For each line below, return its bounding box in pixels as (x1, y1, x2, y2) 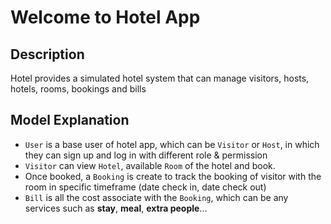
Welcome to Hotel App (10, 6, 201, 29)
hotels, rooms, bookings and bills (10, 83, 147, 95)
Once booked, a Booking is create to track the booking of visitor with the (24, 170, 322, 182)
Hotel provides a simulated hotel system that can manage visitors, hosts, (10, 72, 310, 84)
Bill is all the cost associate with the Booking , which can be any (24, 191, 289, 203)
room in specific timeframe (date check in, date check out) (24, 181, 267, 193)
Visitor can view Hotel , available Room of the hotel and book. (24, 159, 276, 171)
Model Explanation (10, 112, 130, 129)
